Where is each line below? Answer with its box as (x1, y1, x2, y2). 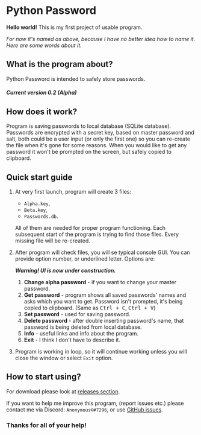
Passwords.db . (23, 212, 58, 220)
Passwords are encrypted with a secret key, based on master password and (6, 129, 194, 136)
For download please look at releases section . (6, 387, 120, 395)
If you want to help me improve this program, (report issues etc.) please (6, 399, 184, 407)
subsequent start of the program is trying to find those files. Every (14, 230, 179, 238)
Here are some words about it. (6, 42, 82, 49)
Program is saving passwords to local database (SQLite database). (6, 122, 172, 130)
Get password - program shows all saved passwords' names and (23, 291, 187, 299)
